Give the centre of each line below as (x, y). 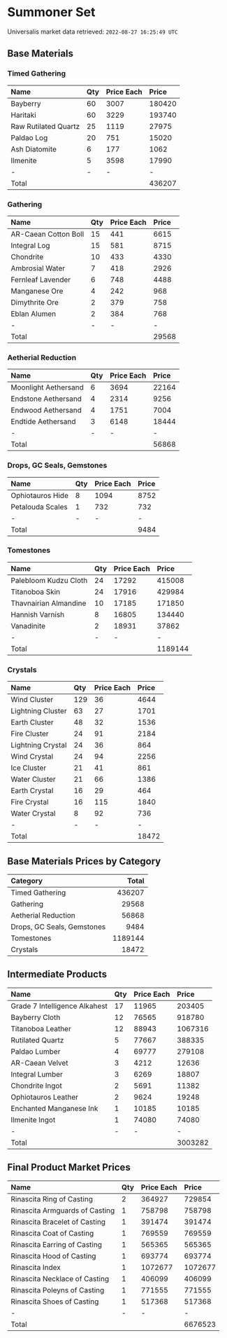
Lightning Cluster (39, 711)
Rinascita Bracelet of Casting (58, 1222)
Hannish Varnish (38, 614)
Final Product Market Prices (69, 1167)
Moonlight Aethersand (47, 387)
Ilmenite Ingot (33, 1119)
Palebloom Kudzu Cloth (49, 580)
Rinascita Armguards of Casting (63, 1211)
